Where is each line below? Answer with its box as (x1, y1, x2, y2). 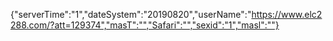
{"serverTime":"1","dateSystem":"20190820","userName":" (10, 9, 252, 20)
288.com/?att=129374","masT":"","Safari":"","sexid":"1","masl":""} (10, 19, 280, 31)
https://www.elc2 (251, 9, 323, 20)
